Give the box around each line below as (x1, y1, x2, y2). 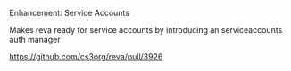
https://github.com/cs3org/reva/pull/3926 (9, 51, 163, 61)
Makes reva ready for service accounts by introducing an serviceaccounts (9, 25, 283, 35)
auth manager (9, 35, 61, 44)
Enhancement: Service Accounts (9, 8, 129, 18)
